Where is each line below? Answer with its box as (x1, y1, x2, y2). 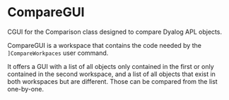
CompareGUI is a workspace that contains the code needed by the (7, 41, 201, 49)
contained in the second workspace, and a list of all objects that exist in (7, 70, 216, 78)
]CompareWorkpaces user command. (7, 49, 109, 57)
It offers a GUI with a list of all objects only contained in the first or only (7, 62, 214, 70)
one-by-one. (7, 85, 45, 93)
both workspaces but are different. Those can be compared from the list (7, 77, 218, 85)
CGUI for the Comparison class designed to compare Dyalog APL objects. (7, 27, 223, 36)
